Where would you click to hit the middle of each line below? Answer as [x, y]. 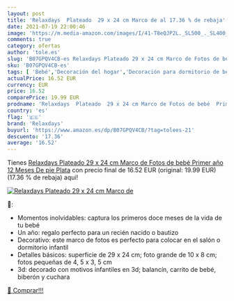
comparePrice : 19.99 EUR [43, 98]
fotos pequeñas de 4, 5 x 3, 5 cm [65, 262]
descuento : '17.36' [36, 136]
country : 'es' [28, 111]
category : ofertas [34, 46]
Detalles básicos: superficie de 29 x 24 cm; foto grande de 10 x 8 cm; [117, 255]
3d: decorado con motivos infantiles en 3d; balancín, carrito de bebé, [117, 270]
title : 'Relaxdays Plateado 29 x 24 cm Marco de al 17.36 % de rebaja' [117, 20]
